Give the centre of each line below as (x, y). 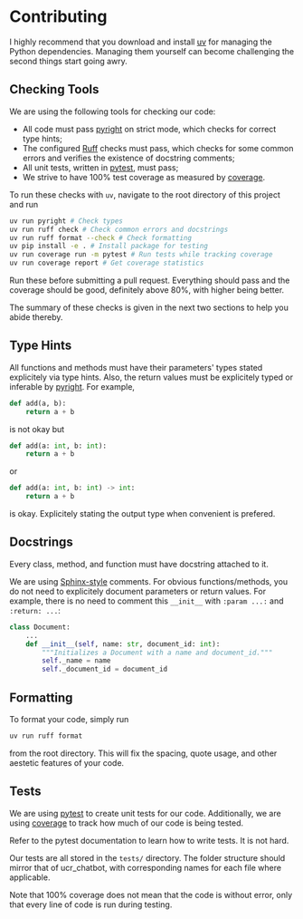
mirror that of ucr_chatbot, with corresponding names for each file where (146, 867)
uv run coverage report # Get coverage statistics (107, 263)
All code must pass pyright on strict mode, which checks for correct (149, 129)
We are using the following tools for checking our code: (113, 111)
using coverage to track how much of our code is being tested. (127, 823)
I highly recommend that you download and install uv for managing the (141, 42)
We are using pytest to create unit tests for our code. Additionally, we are (146, 813)
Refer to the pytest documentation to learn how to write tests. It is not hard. (149, 840)
